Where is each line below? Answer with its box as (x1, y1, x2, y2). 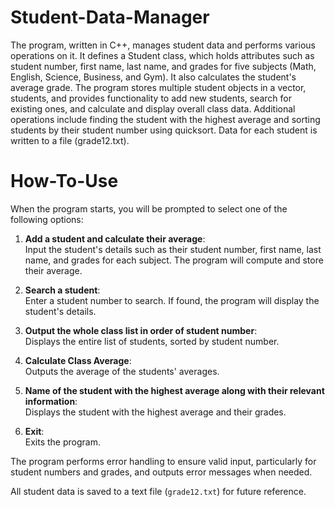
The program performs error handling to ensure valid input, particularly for (10, 455, 317, 467)
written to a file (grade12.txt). (10, 134, 130, 146)
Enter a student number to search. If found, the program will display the (24, 294, 320, 306)
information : (24, 395, 78, 407)
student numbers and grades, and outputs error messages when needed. (10, 466, 313, 478)
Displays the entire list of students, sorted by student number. (24, 335, 280, 347)
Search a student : (24, 284, 101, 296)
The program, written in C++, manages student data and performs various (10, 39, 316, 51)
